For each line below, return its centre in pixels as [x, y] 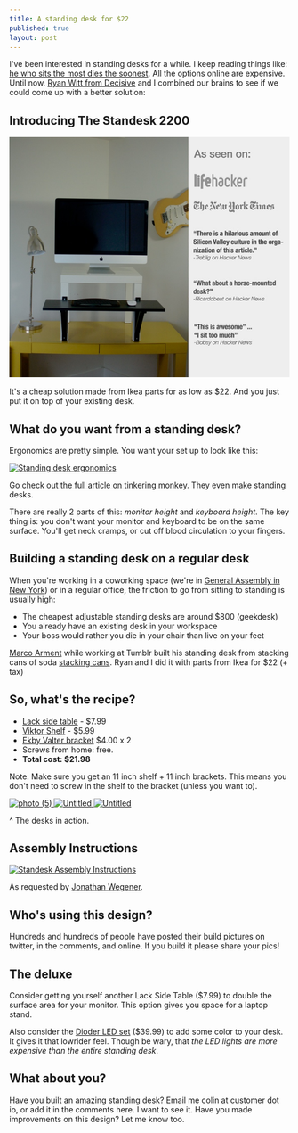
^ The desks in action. [49, 820]
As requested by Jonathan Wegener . [77, 887]
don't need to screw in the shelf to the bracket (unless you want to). [133, 785]
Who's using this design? [81, 915]
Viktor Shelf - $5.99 [58, 730]
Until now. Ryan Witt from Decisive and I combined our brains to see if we [144, 83]
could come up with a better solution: [77, 93]
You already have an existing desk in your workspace [120, 626]
